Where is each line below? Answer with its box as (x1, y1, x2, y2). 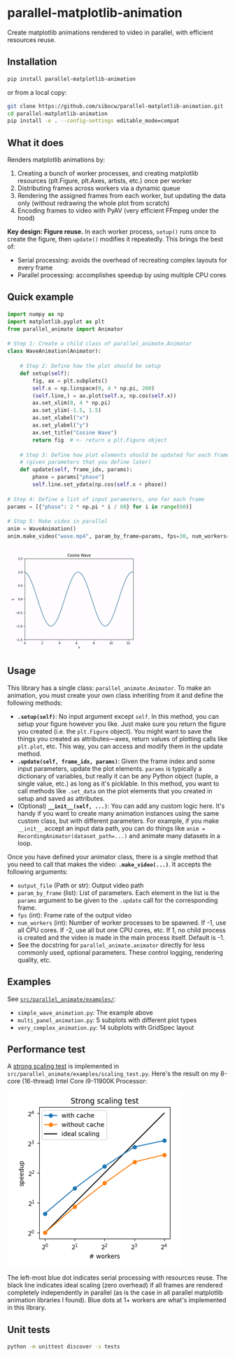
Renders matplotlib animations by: (7, 156, 106, 164)
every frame (17, 263, 53, 272)
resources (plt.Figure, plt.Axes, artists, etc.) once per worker (17, 177, 192, 185)
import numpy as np (7, 310, 64, 317)
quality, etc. (17, 955, 52, 964)
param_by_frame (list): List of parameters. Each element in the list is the (17, 888, 220, 896)
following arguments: (7, 867, 69, 875)
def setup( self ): (20, 370, 71, 377)
